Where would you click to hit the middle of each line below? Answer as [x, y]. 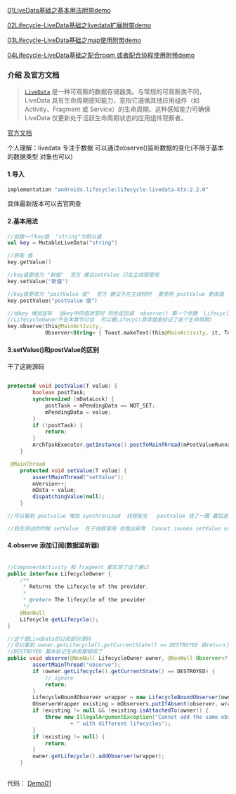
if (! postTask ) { [58, 425]
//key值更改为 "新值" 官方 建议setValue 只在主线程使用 [83, 275]
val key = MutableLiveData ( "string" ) [63, 243]
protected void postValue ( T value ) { [63, 386]
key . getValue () [29, 262]
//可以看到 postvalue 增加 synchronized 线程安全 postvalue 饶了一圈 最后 [115, 516]
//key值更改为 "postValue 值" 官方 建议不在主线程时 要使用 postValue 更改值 [116, 294]
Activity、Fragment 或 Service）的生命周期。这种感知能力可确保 [117, 109]
